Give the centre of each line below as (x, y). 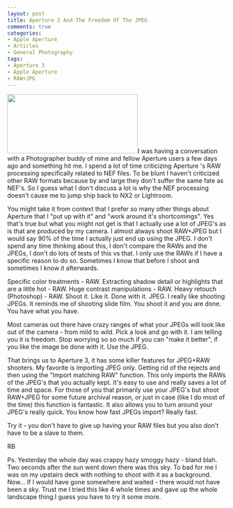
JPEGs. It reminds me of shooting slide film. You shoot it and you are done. (114, 304)
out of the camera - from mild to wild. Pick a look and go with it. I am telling (115, 332)
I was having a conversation (178, 151)
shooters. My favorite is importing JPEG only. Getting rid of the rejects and (114, 368)
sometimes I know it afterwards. (53, 268)
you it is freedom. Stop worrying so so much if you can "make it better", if (112, 340)
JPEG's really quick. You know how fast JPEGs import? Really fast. (103, 412)
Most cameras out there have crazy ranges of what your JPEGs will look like (116, 325)
